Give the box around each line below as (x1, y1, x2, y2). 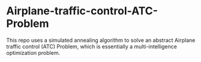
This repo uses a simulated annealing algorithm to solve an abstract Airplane (6, 36, 196, 44)
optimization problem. (6, 49, 61, 56)
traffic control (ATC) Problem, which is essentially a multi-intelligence (6, 43, 177, 50)
